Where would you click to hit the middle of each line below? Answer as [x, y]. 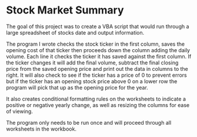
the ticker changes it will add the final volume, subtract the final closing [92, 63]
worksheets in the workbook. [41, 129]
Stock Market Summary [65, 10]
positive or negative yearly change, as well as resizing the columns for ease [98, 105]
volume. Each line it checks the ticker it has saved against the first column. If [99, 56]
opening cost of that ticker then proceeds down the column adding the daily [98, 50]
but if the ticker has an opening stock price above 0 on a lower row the [92, 81]
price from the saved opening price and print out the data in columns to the [97, 68]
